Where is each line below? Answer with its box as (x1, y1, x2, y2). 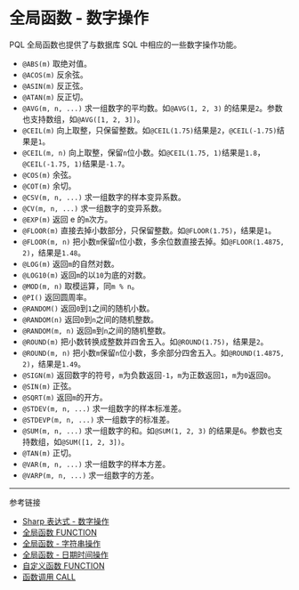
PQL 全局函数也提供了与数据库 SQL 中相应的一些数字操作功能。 (9, 39, 242, 50)
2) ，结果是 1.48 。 (21, 247, 86, 258)
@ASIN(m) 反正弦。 (21, 80, 89, 91)
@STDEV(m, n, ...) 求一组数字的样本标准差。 (21, 402, 187, 414)
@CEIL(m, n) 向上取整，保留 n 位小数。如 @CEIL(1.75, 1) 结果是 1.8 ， (21, 147, 265, 158)
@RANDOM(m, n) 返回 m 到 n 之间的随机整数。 (21, 325, 171, 335)
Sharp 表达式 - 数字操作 (21, 515, 109, 526)
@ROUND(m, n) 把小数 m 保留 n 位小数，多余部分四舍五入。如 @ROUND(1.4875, (21, 347, 285, 358)
